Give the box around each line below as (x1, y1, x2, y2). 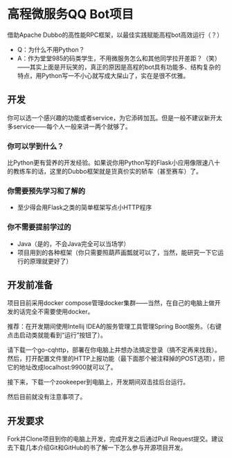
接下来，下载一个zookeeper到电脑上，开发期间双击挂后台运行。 (7, 378, 190, 386)
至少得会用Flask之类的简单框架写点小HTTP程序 (17, 203, 152, 212)
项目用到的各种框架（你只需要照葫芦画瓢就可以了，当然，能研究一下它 (17, 248, 218, 256)
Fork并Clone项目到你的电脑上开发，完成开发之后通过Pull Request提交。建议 (7, 435, 224, 443)
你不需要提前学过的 (7, 222, 71, 232)
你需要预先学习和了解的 (7, 186, 85, 195)
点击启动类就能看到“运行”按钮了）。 (7, 331, 107, 339)
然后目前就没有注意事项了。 (7, 393, 87, 401)
